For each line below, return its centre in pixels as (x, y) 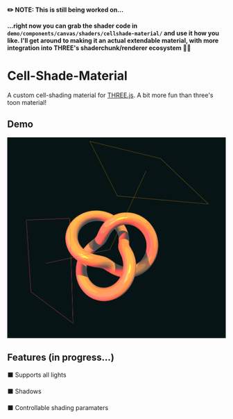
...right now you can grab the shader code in (72, 26)
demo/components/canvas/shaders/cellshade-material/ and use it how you (113, 33)
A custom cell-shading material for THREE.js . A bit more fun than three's (110, 95)
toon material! (27, 102)
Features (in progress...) (61, 358)
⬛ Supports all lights (37, 375)
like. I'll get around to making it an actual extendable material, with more (113, 41)
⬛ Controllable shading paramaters (58, 407)
